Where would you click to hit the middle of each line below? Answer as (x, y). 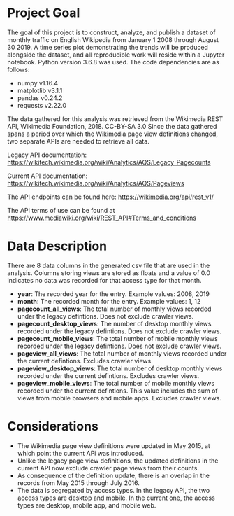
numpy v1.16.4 (38, 83)
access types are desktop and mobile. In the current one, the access (116, 498)
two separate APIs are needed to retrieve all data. (79, 141)
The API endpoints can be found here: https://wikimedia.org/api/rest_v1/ (111, 197)
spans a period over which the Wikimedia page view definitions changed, (113, 134)
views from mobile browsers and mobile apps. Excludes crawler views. (119, 398)
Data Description (57, 246)
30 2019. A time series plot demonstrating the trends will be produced (108, 47)
